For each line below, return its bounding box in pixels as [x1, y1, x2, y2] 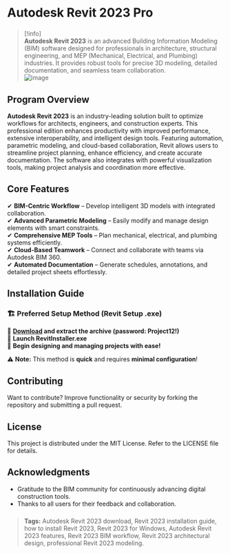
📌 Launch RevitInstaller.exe [7, 334, 87, 343]
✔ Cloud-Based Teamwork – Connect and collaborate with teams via [7, 245, 205, 254]
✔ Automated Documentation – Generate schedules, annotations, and [7, 260, 208, 269]
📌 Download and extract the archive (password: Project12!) [7, 327, 180, 336]
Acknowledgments [7, 466, 91, 478]
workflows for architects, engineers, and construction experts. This [7, 119, 198, 127]
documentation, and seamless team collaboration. [23, 66, 167, 75]
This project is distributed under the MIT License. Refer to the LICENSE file [7, 439, 219, 448]
